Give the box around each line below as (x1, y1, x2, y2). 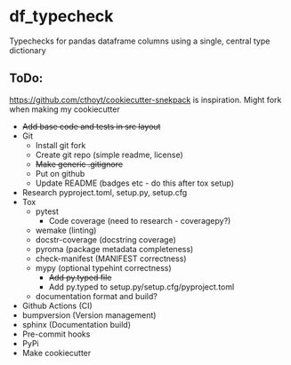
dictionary (9, 44, 46, 55)
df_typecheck (9, 6, 114, 27)
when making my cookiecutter (9, 104, 120, 115)
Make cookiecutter (21, 347, 92, 358)
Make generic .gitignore (35, 158, 123, 170)
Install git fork (35, 139, 86, 150)
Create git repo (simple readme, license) (35, 149, 184, 160)
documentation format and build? (35, 290, 158, 301)
